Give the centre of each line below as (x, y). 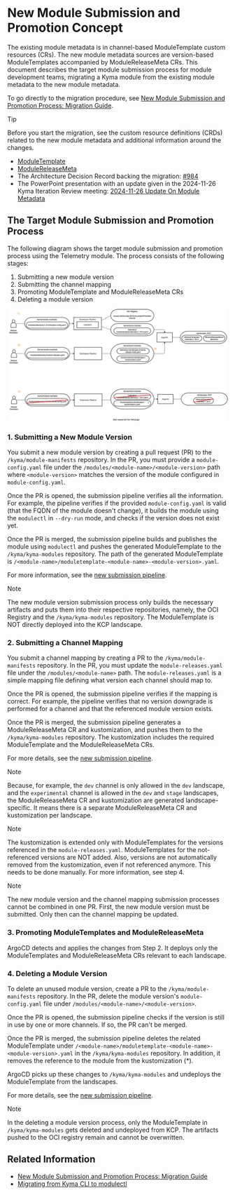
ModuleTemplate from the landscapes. (63, 1081)
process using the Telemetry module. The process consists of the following (116, 256)
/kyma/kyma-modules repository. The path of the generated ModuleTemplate (115, 554)
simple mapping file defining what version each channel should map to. (110, 680)
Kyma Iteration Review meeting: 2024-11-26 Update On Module (108, 191)
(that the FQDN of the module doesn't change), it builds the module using (113, 511)
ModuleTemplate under (41, 1046)
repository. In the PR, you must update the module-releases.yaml (130, 666)
